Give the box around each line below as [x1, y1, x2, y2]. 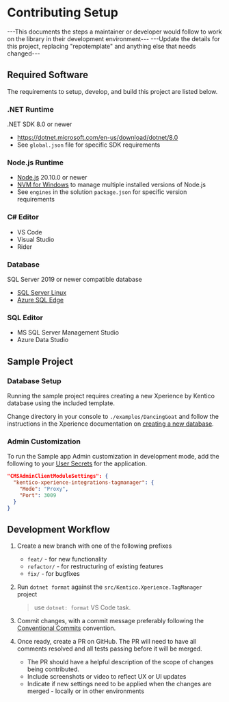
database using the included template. [7, 399, 115, 407]
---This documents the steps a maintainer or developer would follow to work [7, 27, 222, 36]
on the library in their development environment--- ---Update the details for [7, 34, 220, 43]
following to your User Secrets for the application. [7, 459, 148, 468]
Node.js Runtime [7, 158, 64, 167]
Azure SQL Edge [16, 295, 64, 304]
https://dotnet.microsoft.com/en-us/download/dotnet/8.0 [16, 134, 178, 142]
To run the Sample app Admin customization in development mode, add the [7, 452, 220, 461]
